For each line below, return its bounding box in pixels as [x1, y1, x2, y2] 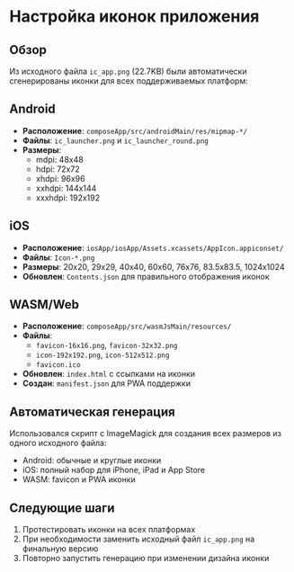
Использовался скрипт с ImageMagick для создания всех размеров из [9, 428, 281, 439]
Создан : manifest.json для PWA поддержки [22, 378, 192, 389]
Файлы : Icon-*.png [22, 252, 95, 263]
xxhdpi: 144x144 [35, 183, 97, 193]
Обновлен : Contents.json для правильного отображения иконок [22, 271, 270, 282]
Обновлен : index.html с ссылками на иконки [22, 369, 196, 380]
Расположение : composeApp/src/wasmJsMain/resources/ [22, 321, 232, 332]
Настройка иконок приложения [9, 6, 260, 27]
